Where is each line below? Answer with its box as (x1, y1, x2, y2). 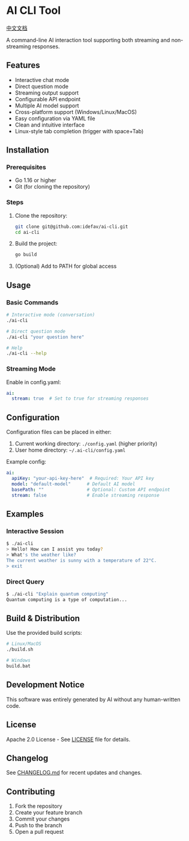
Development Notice (6, 679, 85, 690)
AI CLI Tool (6, 4, 61, 17)
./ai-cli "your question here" (6, 334, 85, 340)
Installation (6, 145, 49, 156)
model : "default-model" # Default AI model (11, 480, 136, 487)
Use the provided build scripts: (6, 629, 82, 637)
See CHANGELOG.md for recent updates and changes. (6, 769, 142, 776)
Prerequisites (6, 163, 46, 172)
